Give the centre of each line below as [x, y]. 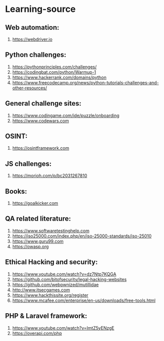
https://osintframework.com [41, 148]
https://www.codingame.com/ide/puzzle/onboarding [66, 115]
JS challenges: [28, 164]
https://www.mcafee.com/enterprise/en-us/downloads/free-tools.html [84, 300]
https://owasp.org [30, 246]
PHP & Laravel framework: [46, 316]
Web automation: [32, 28]
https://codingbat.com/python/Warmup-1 [54, 72]
